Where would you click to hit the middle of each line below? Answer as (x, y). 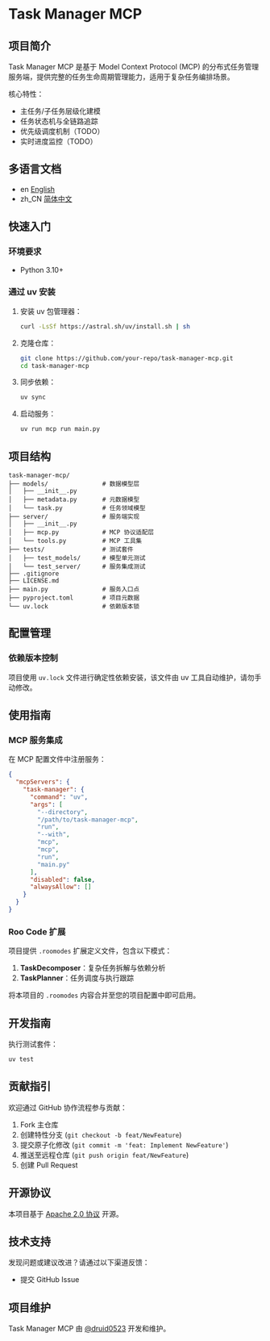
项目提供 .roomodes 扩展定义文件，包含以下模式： (90, 951)
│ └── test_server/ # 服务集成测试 (77, 566)
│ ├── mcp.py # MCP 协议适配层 (81, 532)
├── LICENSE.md (34, 581)
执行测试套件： (33, 1044)
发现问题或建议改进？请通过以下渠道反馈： (79, 1263)
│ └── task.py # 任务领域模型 (77, 508)
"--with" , (54, 835)
